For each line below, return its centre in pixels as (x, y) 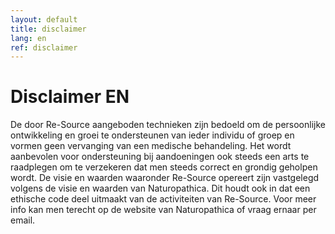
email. (23, 220)
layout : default (44, 19)
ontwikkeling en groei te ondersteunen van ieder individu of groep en (152, 135)
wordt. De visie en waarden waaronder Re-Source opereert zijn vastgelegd (165, 178)
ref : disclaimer (44, 47)
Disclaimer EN (70, 97)
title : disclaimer (48, 29)
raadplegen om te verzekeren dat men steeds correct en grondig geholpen (164, 167)
